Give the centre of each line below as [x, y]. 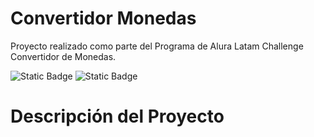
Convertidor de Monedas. [63, 56]
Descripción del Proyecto [117, 116]
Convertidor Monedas [103, 18]
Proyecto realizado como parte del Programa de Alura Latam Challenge [157, 46]
